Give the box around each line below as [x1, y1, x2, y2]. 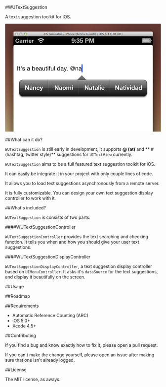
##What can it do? [5, 136, 43, 142]
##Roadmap [5, 293, 31, 299]
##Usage [5, 283, 24, 289]
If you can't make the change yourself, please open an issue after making [5, 352, 155, 358]
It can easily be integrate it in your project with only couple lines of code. [5, 171, 153, 177]
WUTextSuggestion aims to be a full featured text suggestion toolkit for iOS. [5, 161, 156, 167]
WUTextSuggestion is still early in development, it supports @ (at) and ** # [5, 146, 154, 152]
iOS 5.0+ [12, 318, 31, 323]
